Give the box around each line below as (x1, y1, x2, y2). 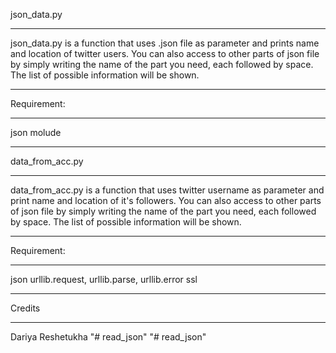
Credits (10, 302, 41, 314)
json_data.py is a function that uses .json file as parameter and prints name (10, 37, 320, 49)
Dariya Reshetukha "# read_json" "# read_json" (10, 331, 207, 343)
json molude (10, 127, 62, 138)
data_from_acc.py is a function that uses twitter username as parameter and (10, 184, 325, 196)
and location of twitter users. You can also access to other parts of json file (10, 48, 320, 59)
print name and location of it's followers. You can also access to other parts (10, 195, 322, 206)
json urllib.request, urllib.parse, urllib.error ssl (10, 274, 198, 285)
